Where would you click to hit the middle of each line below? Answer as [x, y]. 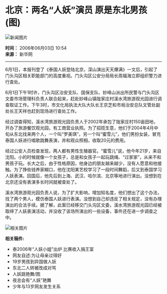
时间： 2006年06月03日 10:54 [36, 48]
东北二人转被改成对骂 [34, 268]
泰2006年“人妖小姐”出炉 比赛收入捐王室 [53, 249]
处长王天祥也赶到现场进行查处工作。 [42, 111]
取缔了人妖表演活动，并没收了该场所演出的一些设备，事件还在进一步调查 [79, 211]
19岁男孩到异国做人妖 [34, 261]
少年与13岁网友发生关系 [37, 286]
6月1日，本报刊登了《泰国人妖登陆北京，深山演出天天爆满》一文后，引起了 [82, 69]
